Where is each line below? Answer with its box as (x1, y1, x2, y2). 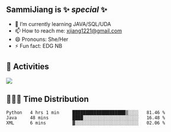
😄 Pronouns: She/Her (14, 36, 69, 43)
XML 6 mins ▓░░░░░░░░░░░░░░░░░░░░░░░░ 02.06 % (6, 120, 166, 126)
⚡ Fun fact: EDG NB (14, 42, 63, 49)
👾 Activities (6, 62, 49, 72)
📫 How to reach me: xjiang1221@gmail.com (14, 27, 122, 34)
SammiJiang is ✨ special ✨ (6, 5, 108, 15)
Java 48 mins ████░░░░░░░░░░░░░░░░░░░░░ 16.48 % (6, 115, 166, 121)
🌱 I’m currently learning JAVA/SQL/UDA (14, 20, 111, 27)
